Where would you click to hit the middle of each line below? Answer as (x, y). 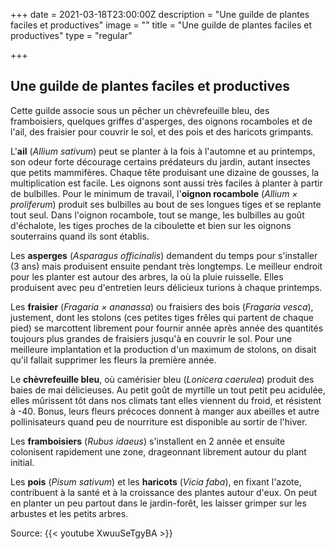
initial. (22, 462)
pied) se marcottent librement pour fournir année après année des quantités (167, 328)
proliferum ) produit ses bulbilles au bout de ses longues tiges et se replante (166, 204)
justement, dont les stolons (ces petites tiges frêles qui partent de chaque (162, 317)
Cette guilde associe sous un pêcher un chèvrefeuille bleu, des (140, 110)
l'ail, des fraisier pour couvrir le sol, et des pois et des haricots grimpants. (162, 131)
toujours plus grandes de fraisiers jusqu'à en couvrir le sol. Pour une (151, 338)
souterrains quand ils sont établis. (80, 236)
